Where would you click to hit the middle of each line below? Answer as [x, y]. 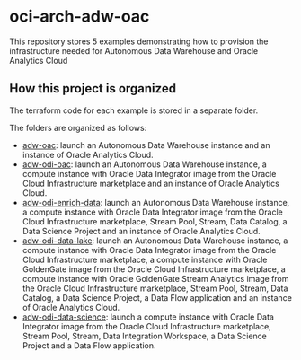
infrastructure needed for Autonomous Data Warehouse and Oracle [134, 50]
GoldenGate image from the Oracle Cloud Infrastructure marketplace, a [154, 269]
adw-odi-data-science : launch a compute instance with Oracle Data [148, 317]
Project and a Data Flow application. [89, 345]
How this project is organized [93, 88]
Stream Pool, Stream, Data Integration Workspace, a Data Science [145, 336]
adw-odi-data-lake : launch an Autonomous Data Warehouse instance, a [155, 241]
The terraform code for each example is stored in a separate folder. [134, 110]
